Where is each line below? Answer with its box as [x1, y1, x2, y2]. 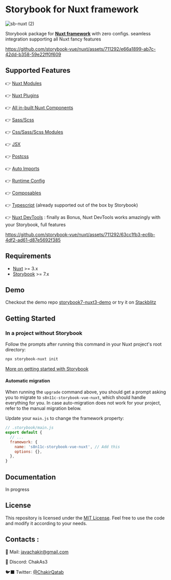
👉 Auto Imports [5, 165, 40, 171]
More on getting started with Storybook [5, 366, 89, 372]
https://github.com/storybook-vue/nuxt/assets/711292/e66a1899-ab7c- [5, 46, 156, 52]
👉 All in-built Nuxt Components [5, 104, 73, 111]
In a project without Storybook [5, 329, 83, 336]
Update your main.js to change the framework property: [5, 415, 124, 422]
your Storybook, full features [5, 222, 66, 228]
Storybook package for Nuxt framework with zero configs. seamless [5, 30, 151, 36]
